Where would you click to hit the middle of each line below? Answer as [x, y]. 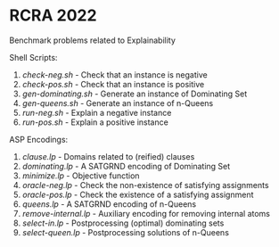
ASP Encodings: [39, 139]
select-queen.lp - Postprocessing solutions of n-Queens [126, 232]
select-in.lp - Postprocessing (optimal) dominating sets [123, 223]
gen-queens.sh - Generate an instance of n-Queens [118, 103]
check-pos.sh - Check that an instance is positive [113, 84]
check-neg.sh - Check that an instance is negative [115, 74]
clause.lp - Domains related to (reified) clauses [108, 156]
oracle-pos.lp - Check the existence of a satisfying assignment [138, 194]
